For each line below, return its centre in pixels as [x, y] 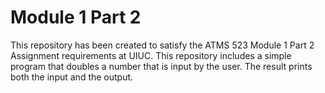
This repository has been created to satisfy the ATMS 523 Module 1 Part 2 [162, 45]
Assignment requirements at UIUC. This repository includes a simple [151, 55]
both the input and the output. [72, 77]
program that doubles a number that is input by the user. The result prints [161, 66]
